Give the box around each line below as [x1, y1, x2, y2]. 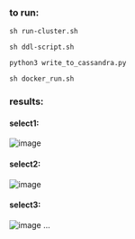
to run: [9, 6, 40, 19]
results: [9, 95, 44, 108]
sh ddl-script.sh [9, 43, 75, 52]
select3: [9, 199, 41, 210]
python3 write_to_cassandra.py [9, 59, 127, 68]
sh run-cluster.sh [9, 27, 78, 36]
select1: [9, 118, 40, 129]
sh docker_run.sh [9, 74, 75, 83]
